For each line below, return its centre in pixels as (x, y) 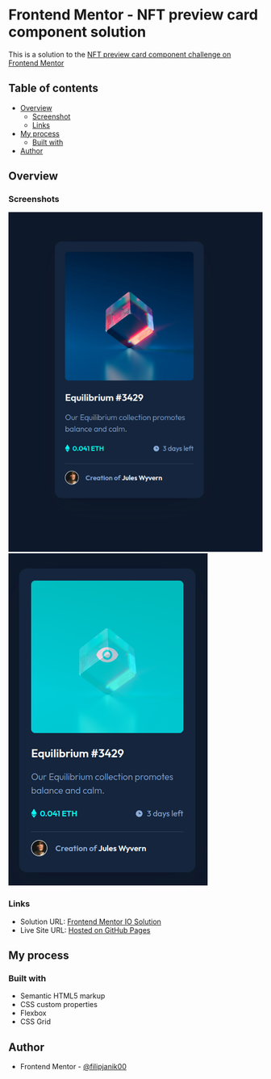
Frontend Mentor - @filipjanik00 (73, 1067)
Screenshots (34, 199)
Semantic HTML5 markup (63, 996)
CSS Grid (35, 1022)
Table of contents (53, 88)
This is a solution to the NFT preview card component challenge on (120, 54)
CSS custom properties (59, 1005)
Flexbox (33, 1013)
